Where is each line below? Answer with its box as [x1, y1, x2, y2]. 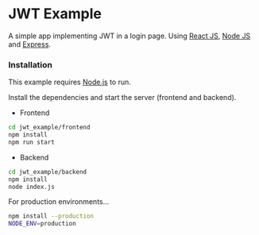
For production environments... [8, 197, 110, 206]
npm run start [8, 138, 56, 146]
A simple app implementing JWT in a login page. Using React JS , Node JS [8, 31, 251, 40]
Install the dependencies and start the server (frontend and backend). [8, 93, 237, 102]
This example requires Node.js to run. [8, 77, 131, 87]
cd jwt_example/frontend [8, 124, 91, 132]
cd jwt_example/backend [8, 168, 87, 175]
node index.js [8, 183, 56, 191]
